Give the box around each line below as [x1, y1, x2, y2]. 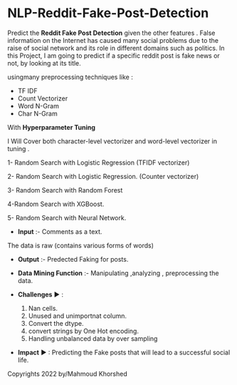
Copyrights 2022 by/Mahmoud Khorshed [7, 369, 128, 378]
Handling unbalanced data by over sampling [28, 334, 158, 343]
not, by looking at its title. [7, 58, 82, 67]
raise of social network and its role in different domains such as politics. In [7, 43, 225, 52]
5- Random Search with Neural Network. [7, 213, 127, 222]
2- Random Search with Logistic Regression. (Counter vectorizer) [7, 172, 199, 180]
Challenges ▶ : [17, 290, 64, 299]
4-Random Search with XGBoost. [7, 200, 105, 208]
